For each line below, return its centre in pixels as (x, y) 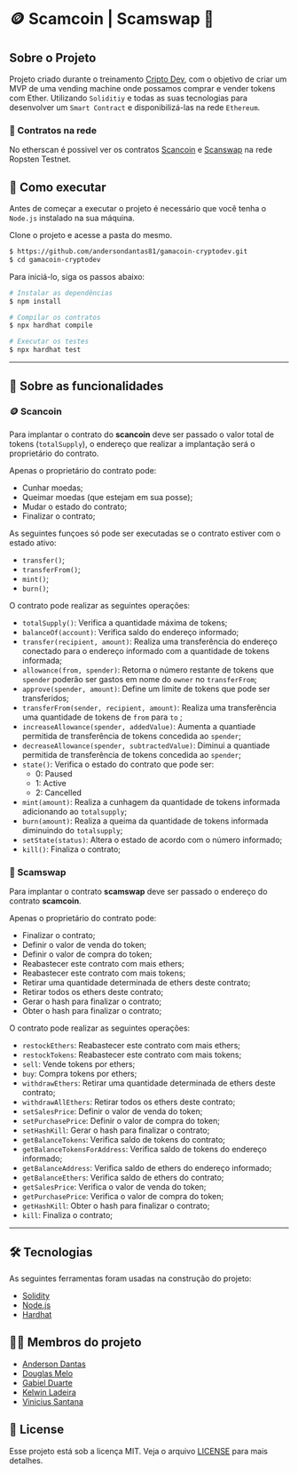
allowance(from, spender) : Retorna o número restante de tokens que (148, 670)
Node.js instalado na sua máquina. (72, 218)
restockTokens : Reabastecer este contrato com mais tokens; (132, 1055)
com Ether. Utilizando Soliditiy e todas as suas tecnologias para (129, 98)
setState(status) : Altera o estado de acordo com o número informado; (152, 840)
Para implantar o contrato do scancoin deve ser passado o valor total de (142, 434)
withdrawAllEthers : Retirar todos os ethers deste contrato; (129, 1102)
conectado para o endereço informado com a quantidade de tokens (146, 650)
